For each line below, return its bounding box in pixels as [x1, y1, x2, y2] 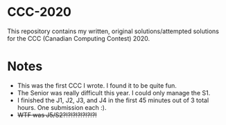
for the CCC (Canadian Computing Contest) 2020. [7, 34, 150, 42]
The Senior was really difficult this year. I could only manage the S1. [17, 88, 211, 97]
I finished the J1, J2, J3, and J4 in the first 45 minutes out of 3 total [17, 96, 209, 104]
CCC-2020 [7, 4, 71, 20]
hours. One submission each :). [17, 103, 107, 111]
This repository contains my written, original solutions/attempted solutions [7, 27, 220, 35]
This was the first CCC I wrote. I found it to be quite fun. [17, 81, 177, 90]
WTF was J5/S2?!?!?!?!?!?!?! [17, 110, 97, 119]
